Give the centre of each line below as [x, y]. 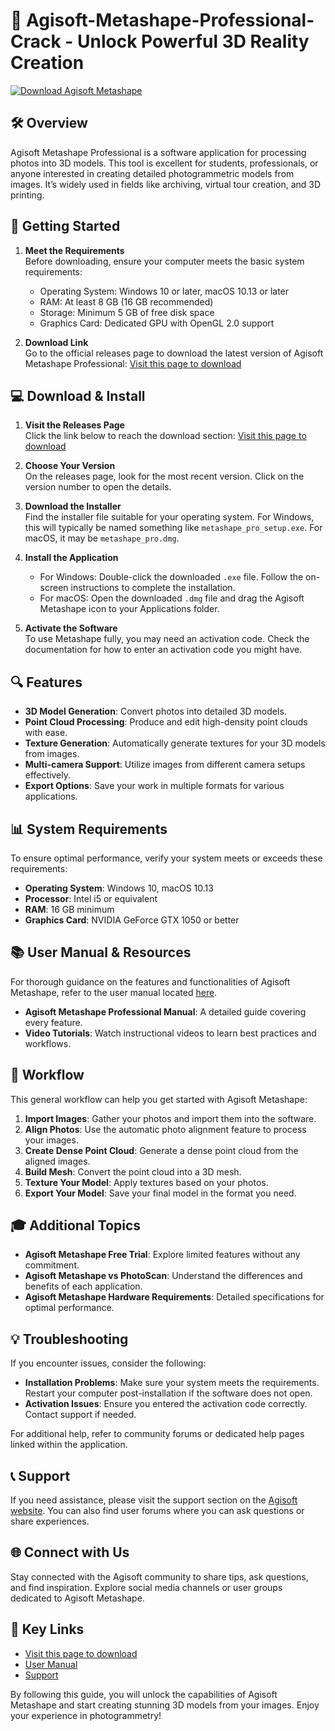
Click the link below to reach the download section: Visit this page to [165, 436]
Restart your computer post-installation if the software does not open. [168, 1393]
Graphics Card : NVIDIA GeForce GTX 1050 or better [132, 920]
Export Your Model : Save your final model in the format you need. [160, 1193]
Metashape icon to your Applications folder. [129, 609]
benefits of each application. [83, 1286]
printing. [27, 195]
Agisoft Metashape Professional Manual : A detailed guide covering [165, 1011]
